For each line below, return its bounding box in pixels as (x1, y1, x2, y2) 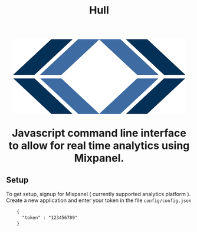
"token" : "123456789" (21, 215, 78, 221)
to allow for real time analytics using (8, 139, 190, 153)
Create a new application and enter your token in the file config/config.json (6, 197, 192, 204)
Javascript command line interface (11, 127, 187, 140)
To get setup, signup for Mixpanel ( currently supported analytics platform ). (6, 191, 191, 197)
